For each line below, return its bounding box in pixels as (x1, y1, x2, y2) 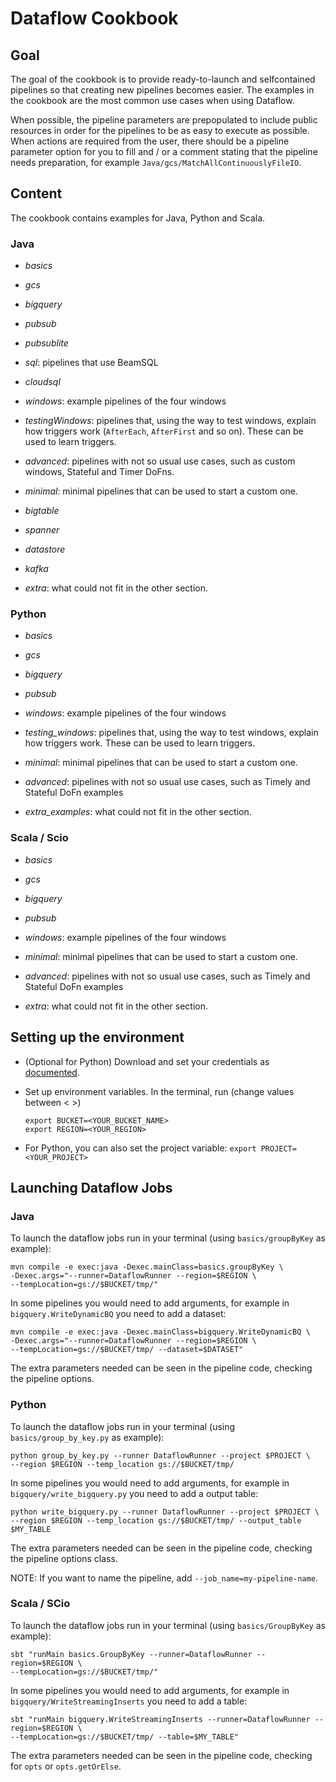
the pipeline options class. (10, 1552, 118, 1564)
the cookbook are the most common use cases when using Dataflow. (10, 95, 295, 106)
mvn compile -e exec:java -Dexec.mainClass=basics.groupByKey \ (10, 1262, 284, 1272)
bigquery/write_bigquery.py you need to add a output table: (10, 1487, 259, 1499)
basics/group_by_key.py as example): (10, 1431, 165, 1443)
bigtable (24, 505, 60, 517)
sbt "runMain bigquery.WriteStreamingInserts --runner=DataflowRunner (10, 1714, 311, 1724)
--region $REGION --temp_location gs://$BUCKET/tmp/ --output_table (10, 1515, 302, 1526)
